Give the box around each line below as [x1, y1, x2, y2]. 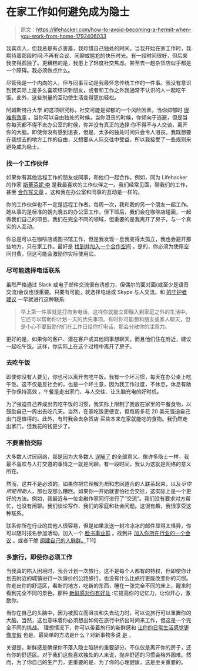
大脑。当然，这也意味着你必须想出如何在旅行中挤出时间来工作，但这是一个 [6, 617, 186, 624]
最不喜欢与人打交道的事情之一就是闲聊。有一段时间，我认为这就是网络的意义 [6, 460, 192, 468]
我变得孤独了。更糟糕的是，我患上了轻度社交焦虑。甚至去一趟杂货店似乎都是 [6, 59, 192, 66]
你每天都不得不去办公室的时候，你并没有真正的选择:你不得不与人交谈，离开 [6, 121, 188, 128]
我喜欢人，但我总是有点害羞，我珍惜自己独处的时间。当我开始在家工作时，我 [6, 45, 192, 52]
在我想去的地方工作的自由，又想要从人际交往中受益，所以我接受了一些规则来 [6, 136, 192, 143]
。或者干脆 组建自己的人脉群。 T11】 [12, 537, 99, 544]
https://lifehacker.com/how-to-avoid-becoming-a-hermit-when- [36, 26, 192, 33]
